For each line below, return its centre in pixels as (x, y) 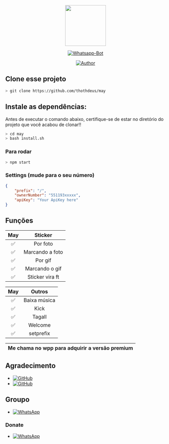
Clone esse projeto (36, 79)
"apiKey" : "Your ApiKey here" (47, 200)
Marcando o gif (44, 268)
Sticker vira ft (43, 277)
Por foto (44, 243)
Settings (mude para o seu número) (50, 175)
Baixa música (39, 300)
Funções (19, 221)
